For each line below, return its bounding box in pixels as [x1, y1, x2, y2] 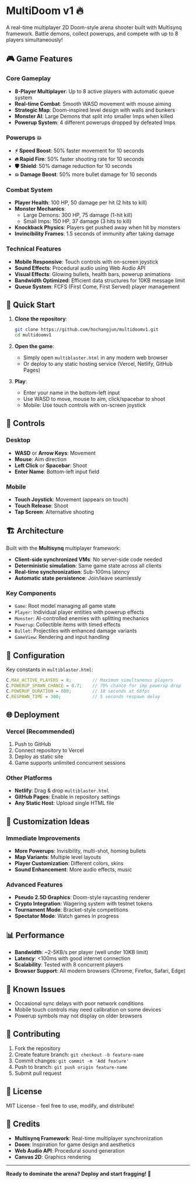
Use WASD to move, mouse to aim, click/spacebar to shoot [23, 396, 165, 403]
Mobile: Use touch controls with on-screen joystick [23, 402, 146, 409]
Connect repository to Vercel [14, 747, 85, 754]
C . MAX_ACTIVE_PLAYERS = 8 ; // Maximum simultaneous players [6, 677, 174, 683]
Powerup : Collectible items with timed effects [14, 621, 121, 628]
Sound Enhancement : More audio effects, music [14, 866, 132, 873]
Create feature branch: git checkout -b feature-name [14, 1051, 144, 1058]
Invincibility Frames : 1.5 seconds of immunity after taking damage [14, 230, 175, 238]
